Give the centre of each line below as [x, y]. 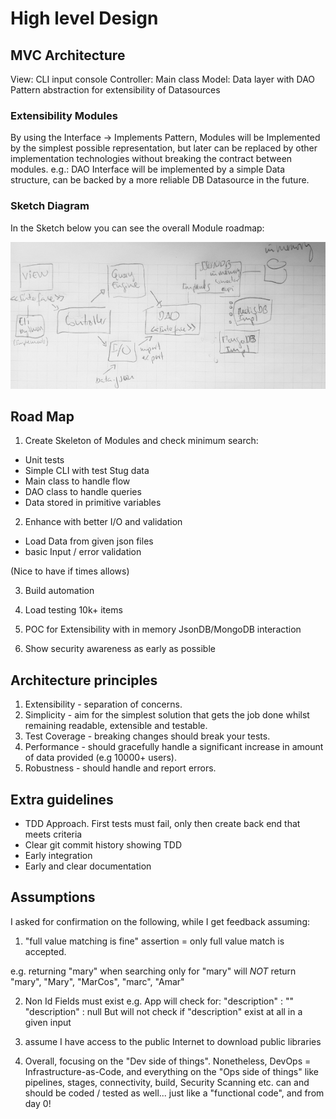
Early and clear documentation [88, 866]
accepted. [45, 951]
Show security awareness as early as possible [120, 649]
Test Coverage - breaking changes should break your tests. [147, 736]
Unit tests [44, 460]
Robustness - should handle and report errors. [120, 768]
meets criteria [53, 834]
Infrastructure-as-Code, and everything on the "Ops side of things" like [171, 1071]
